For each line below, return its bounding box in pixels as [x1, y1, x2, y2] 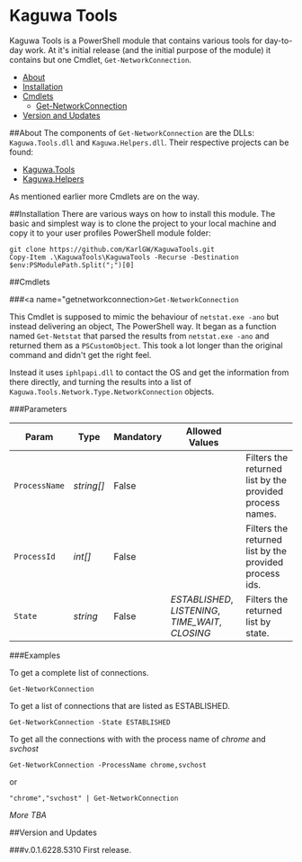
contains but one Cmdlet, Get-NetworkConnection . [9, 54, 191, 65]
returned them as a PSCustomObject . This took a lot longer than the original [9, 339, 283, 351]
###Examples [9, 650, 61, 660]
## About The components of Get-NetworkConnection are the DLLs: [9, 127, 254, 138]
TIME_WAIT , [170, 615, 222, 628]
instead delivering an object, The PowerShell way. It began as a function [9, 320, 277, 331]
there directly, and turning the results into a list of [9, 376, 191, 387]
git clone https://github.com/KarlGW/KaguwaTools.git [9, 245, 216, 254]
